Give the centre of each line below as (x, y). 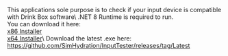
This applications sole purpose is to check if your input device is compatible (114, 10)
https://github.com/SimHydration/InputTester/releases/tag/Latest (99, 46)
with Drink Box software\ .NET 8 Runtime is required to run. (90, 17)
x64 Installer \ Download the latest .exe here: (69, 38)
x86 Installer (25, 31)
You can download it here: (44, 24)
